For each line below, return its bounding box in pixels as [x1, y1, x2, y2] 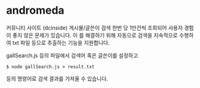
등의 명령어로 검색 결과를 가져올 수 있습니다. [6, 75, 109, 82]
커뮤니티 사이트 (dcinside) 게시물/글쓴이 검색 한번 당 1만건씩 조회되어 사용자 [6, 24, 183, 31]
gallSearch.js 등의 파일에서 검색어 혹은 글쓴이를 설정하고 [6, 51, 139, 59]
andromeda [6, 4, 64, 17]
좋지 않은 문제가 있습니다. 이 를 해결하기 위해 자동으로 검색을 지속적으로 [12, 31, 178, 39]
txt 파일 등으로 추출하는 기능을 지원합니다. [12, 39, 110, 46]
